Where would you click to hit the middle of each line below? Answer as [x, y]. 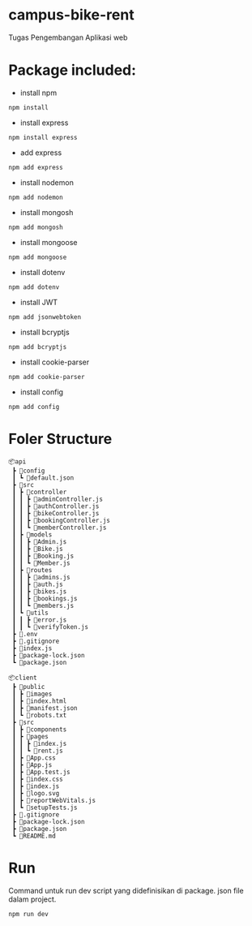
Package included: [72, 70]
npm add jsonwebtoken [45, 317]
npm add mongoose [38, 257]
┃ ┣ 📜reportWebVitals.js [53, 800]
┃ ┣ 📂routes [32, 570]
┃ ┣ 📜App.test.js [41, 772]
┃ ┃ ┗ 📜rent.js [37, 751]
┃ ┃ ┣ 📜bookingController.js [61, 520]
